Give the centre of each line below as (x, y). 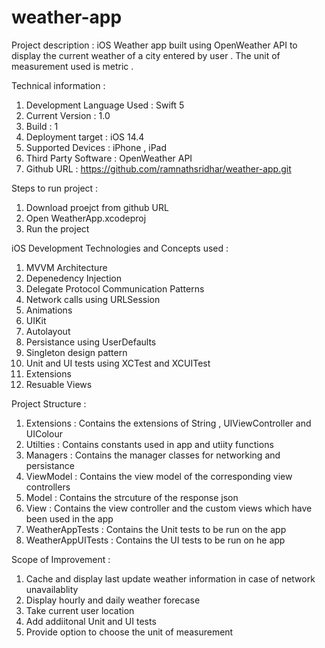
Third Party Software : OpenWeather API (109, 158)
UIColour (44, 433)
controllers (48, 487)
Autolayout (48, 331)
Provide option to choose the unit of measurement (129, 632)
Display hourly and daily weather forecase (113, 600)
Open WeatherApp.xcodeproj (86, 218)
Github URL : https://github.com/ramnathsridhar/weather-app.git (158, 168)
